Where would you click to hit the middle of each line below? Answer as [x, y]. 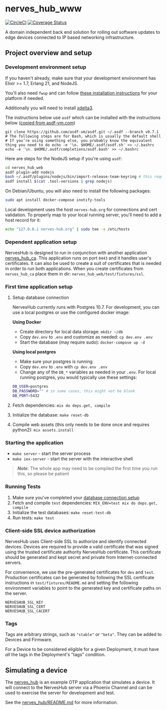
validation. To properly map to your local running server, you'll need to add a [83, 215]
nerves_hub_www [43, 9]
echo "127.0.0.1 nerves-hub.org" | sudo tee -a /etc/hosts [68, 229]
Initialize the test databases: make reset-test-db [62, 512]
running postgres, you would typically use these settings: [78, 377]
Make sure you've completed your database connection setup [76, 497]
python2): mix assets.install [43, 430]
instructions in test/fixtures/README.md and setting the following [72, 583]
